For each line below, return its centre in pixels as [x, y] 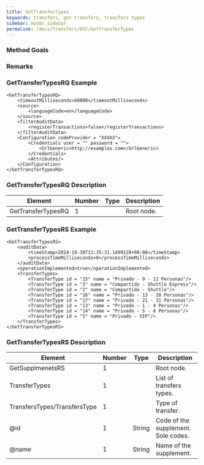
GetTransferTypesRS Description [56, 342]
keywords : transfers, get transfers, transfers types [76, 18]
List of [165, 378]
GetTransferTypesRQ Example [52, 83]
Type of [167, 403]
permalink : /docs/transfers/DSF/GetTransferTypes [70, 29]
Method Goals [27, 50]
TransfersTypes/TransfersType [53, 407]
